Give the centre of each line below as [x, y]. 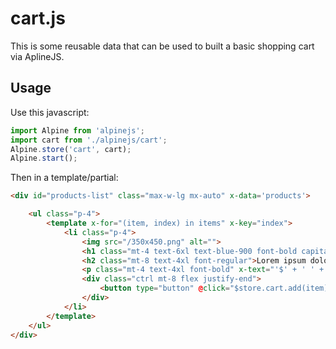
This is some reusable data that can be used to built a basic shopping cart [162, 46]
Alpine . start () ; [44, 158]
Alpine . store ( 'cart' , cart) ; [71, 149]
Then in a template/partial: [64, 178]
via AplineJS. [37, 56]
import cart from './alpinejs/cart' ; [89, 140]
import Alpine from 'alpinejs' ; [77, 130]
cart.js [38, 18]
